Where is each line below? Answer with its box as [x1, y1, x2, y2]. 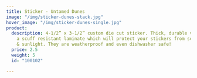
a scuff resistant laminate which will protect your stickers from [16, 36, 185, 42]
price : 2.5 [11, 47, 38, 53]
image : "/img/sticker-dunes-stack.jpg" [6, 14, 104, 20]
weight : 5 [11, 52, 35, 58]
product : [6, 25, 28, 31]
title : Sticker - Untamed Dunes [6, 8, 85, 15]
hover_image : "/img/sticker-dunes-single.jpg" [6, 19, 122, 25]
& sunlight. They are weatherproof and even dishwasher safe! [16, 42, 172, 48]
